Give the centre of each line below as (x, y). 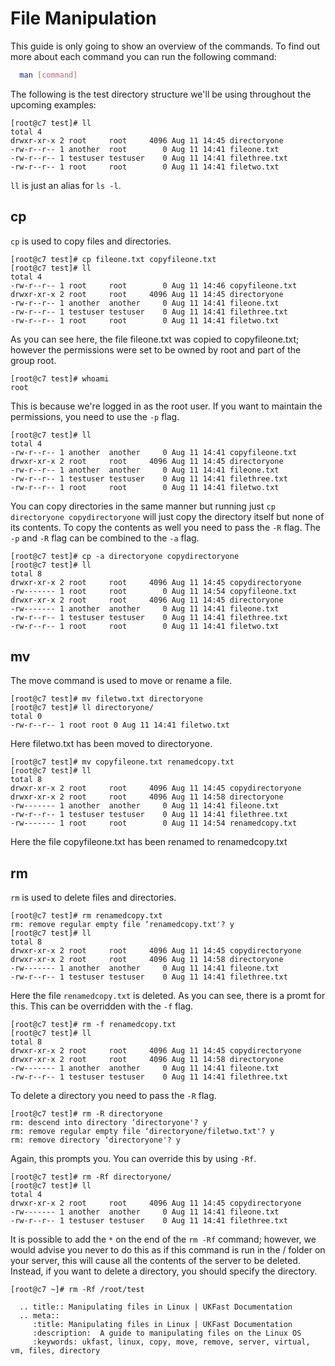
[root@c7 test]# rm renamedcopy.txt (86, 916)
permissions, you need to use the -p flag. (95, 416)
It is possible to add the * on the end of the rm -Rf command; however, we (163, 1239)
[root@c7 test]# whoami (60, 378)
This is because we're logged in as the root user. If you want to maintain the (166, 406)
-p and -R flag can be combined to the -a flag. (105, 538)
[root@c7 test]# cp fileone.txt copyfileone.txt (113, 259)
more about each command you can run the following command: (143, 56)
